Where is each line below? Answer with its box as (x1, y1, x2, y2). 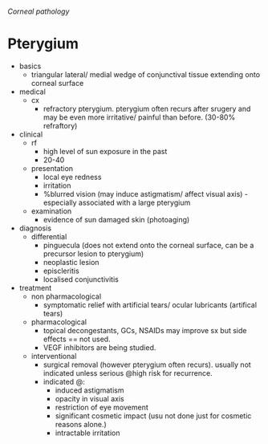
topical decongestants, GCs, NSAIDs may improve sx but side (43, 325, 247, 335)
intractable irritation (55, 428, 120, 438)
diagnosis (18, 223, 52, 233)
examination (30, 206, 72, 216)
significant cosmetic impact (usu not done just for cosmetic (55, 410, 252, 421)
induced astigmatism (55, 385, 124, 395)
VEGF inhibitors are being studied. (43, 342, 156, 352)
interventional (30, 351, 77, 360)
